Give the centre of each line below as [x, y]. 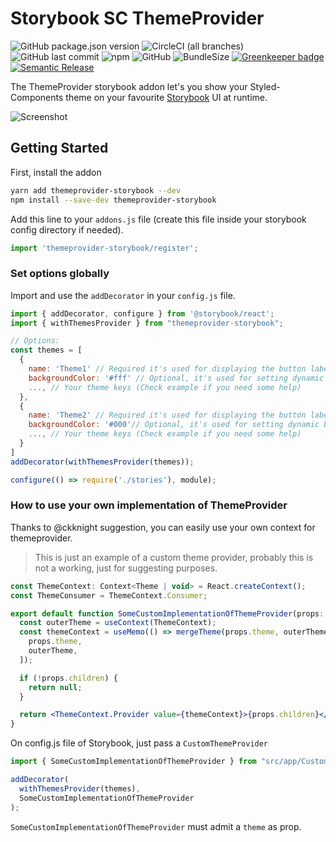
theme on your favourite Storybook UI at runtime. [166, 97]
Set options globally [60, 274]
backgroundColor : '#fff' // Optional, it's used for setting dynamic [176, 378]
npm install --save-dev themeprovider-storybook [113, 200]
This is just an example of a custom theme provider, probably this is [174, 557]
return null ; [55, 687]
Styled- [265, 86]
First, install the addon [56, 172]
